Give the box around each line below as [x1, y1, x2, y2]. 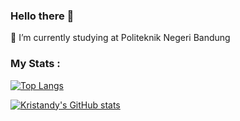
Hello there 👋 [10, 9, 75, 23]
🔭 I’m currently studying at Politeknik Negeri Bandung [10, 32, 231, 44]
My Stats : [10, 57, 61, 71]
